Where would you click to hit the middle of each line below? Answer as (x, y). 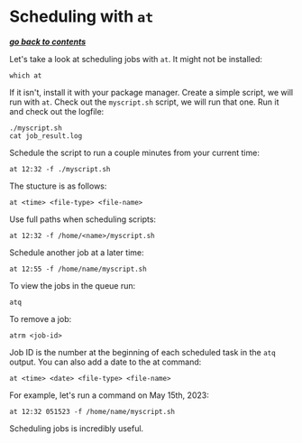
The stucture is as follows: (58, 186)
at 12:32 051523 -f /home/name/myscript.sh (92, 411)
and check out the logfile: (57, 111)
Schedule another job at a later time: (77, 252)
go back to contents (48, 42)
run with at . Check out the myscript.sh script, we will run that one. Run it (144, 102)
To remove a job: (41, 318)
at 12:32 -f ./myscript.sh (60, 169)
